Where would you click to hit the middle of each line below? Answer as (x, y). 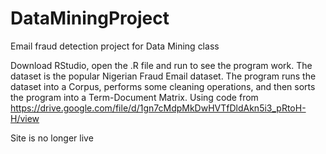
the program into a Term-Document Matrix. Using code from (134, 97)
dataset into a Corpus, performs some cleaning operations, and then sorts (163, 86)
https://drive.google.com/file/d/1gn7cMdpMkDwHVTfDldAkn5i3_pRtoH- (158, 108)
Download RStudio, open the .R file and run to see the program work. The (161, 65)
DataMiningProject (90, 18)
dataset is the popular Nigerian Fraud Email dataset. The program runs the (163, 76)
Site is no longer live (52, 138)
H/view (25, 118)
